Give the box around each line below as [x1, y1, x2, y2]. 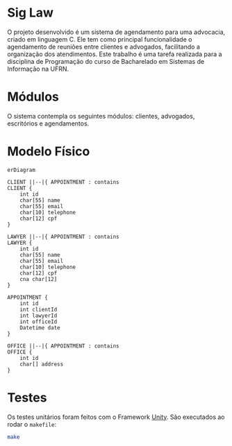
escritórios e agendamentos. [7, 119, 90, 128]
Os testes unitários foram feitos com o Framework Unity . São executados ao [7, 413, 225, 421]
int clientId [19, 306, 58, 313]
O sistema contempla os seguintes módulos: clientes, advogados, [7, 112, 195, 120]
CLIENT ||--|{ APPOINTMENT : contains [7, 178, 119, 185]
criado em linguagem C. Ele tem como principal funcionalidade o [7, 35, 192, 43]
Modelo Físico [7, 144, 90, 160]
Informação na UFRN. [7, 65, 69, 73]
